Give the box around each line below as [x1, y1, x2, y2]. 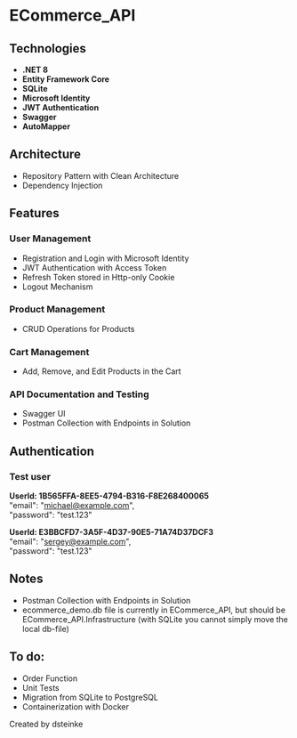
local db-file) [21, 623, 69, 634]
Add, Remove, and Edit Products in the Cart [21, 366, 181, 377]
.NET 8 [21, 64, 49, 75]
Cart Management [9, 345, 90, 358]
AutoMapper [21, 121, 71, 132]
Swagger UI [21, 409, 66, 419]
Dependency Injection [21, 180, 103, 191]
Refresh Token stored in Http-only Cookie [21, 272, 175, 282]
